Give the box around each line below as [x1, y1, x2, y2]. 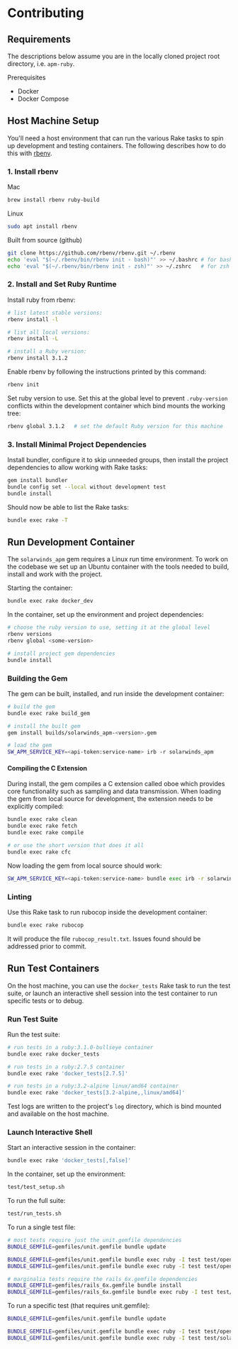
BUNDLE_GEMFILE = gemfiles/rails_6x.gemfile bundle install [7, 1282, 182, 1289]
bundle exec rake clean [7, 816, 78, 823]
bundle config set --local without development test [7, 483, 166, 491]
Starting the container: [7, 583, 73, 593]
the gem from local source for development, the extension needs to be [7, 795, 214, 803]
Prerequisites [7, 73, 46, 82]
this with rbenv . [7, 149, 52, 157]
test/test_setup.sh [7, 1184, 65, 1191]
